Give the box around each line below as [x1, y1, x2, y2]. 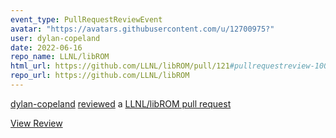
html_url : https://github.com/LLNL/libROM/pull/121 [10, 61, 230, 71]
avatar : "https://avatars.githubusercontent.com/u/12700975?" [10, 24, 275, 34]
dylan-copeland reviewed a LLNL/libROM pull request [10, 97, 232, 110]
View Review [10, 117, 63, 129]
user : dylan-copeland [10, 33, 101, 43]
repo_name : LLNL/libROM [10, 52, 110, 62]
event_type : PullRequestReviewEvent [10, 14, 163, 25]
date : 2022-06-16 [10, 42, 83, 53]
